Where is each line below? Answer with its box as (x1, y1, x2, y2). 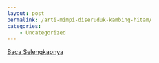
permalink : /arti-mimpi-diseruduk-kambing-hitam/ (7, 16, 153, 23)
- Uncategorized (19, 29, 67, 36)
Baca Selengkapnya (7, 48, 64, 56)
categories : (7, 23, 41, 29)
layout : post (7, 10, 45, 17)
